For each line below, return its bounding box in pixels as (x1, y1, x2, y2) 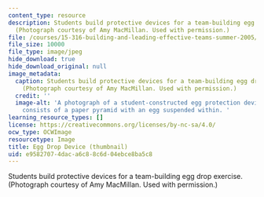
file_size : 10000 (8, 41, 65, 49)
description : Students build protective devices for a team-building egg (8, 19, 255, 27)
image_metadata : (8, 70, 61, 78)
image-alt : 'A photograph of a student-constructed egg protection (15, 99, 241, 107)
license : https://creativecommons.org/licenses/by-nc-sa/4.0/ (8, 121, 216, 129)
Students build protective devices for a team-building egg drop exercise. (8, 172, 244, 181)
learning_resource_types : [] (8, 114, 104, 122)
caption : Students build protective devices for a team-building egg (15, 77, 247, 85)
